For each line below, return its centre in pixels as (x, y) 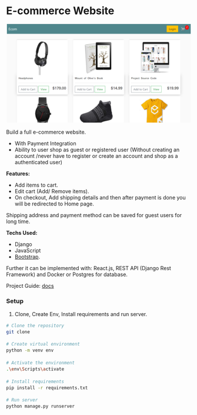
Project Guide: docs (30, 286)
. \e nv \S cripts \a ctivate (35, 369)
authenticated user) (39, 162)
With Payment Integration (45, 144)
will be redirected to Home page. (54, 204)
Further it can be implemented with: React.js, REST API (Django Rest (89, 268)
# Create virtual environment (43, 344)
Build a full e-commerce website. (46, 132)
